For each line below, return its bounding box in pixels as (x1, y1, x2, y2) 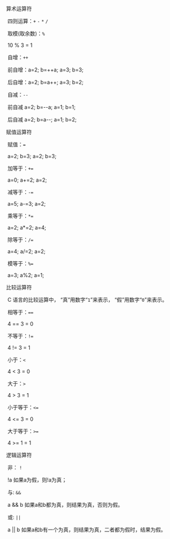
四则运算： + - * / (7, 18, 49, 25)
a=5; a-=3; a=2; (7, 200, 46, 207)
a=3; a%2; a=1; (7, 272, 45, 278)
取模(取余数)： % (7, 30, 45, 37)
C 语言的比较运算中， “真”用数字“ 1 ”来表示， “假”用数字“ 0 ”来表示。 (7, 296, 168, 303)
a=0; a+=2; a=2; (7, 176, 47, 183)
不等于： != (7, 333, 34, 339)
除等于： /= (7, 236, 34, 243)
